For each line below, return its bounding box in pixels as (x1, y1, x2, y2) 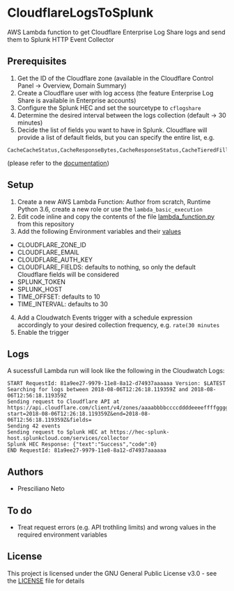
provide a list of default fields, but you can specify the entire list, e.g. (17, 133, 214, 141)
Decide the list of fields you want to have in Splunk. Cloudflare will (17, 125, 208, 134)
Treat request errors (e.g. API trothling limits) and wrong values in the (17, 523, 217, 531)
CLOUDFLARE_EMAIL (17, 248, 80, 256)
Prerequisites (7, 56, 67, 68)
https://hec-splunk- (110, 429, 170, 436)
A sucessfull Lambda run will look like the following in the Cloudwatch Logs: (7, 367, 225, 375)
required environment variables (17, 530, 108, 539)
